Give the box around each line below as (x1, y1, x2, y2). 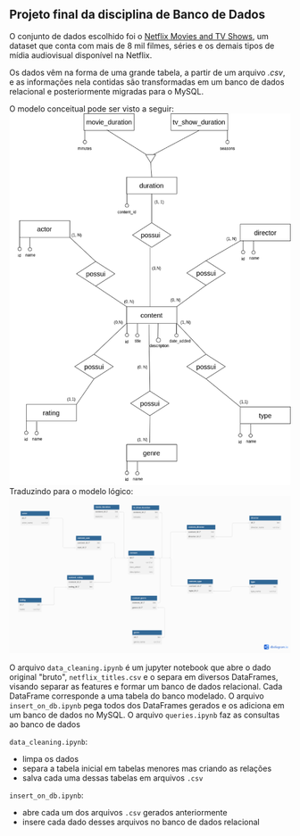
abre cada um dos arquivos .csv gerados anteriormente (21, 807, 228, 817)
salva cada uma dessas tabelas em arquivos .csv (21, 772, 204, 783)
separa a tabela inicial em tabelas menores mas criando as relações (21, 763, 272, 774)
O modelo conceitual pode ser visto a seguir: (9, 103, 174, 114)
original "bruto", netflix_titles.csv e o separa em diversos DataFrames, (9, 671, 279, 682)
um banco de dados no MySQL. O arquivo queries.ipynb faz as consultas (9, 709, 280, 720)
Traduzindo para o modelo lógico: (9, 485, 134, 496)
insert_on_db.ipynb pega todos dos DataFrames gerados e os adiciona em (9, 699, 285, 710)
